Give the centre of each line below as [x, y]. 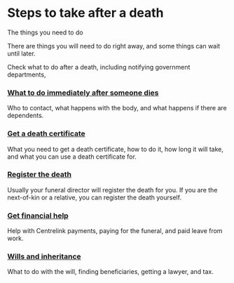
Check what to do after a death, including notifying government [99, 67]
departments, [27, 74]
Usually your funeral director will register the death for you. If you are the [112, 190]
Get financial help [38, 216]
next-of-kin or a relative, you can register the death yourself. [95, 197]
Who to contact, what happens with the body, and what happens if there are [117, 108]
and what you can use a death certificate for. [72, 157]
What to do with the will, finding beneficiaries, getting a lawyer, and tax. [110, 272]
